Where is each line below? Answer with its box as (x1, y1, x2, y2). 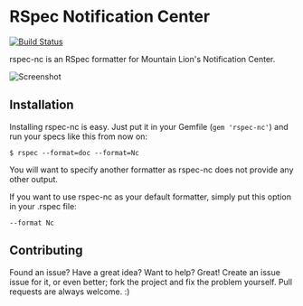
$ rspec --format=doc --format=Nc (9, 148, 140, 157)
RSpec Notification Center (9, 6, 211, 27)
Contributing (9, 243, 83, 258)
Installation (9, 97, 74, 113)
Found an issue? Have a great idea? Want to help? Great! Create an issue (9, 266, 280, 277)
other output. (9, 173, 59, 184)
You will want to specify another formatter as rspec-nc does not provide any (9, 164, 294, 175)
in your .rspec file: (9, 200, 77, 211)
